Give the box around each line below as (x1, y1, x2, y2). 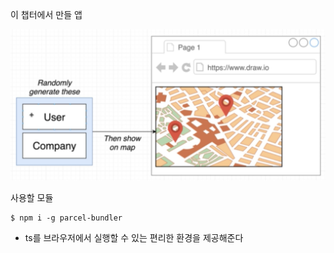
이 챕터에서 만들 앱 (10, 9, 83, 20)
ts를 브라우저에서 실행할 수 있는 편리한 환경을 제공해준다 (24, 232, 244, 244)
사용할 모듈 (10, 192, 54, 204)
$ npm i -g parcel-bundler (10, 213, 123, 223)
